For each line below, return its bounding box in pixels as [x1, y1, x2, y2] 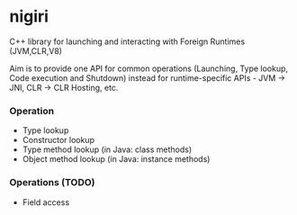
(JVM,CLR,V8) [9, 45, 63, 56]
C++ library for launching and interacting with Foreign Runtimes [9, 36, 246, 47]
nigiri [9, 6, 49, 27]
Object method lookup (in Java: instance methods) [22, 154, 211, 165]
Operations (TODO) [9, 176, 96, 189]
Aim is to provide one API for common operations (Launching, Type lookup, [9, 63, 289, 74]
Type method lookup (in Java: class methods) [22, 144, 193, 155]
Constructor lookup [22, 135, 94, 146]
